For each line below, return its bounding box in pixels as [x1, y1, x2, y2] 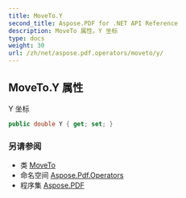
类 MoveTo [19, 160, 56, 170]
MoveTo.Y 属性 [8, 81, 84, 95]
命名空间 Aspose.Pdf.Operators [19, 170, 124, 179]
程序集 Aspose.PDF [19, 180, 85, 190]
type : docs [8, 34, 45, 43]
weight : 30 [8, 42, 45, 50]
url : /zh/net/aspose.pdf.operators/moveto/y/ [8, 49, 163, 57]
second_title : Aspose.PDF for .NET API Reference [8, 19, 179, 27]
